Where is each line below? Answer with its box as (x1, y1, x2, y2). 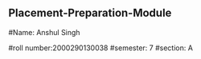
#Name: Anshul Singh (8, 27, 80, 37)
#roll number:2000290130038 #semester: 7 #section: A (8, 43, 193, 53)
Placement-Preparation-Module (8, 6, 172, 20)
